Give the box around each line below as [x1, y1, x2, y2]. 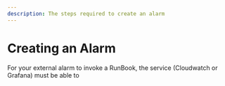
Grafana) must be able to [7, 71, 79, 79]
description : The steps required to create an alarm [7, 10, 165, 17]
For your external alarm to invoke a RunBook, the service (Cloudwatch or [7, 64, 218, 72]
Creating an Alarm [7, 40, 116, 56]
